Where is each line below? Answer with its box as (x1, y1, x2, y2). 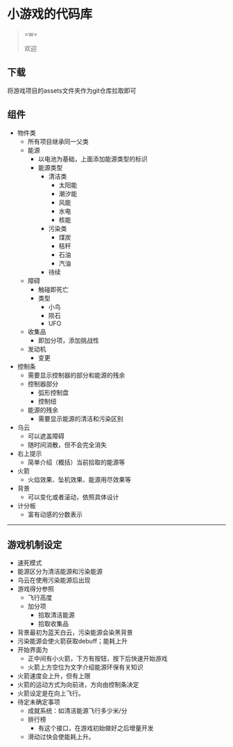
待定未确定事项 (17, 698, 60, 707)
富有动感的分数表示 (27, 510, 83, 519)
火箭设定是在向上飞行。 (17, 689, 85, 698)
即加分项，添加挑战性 (37, 336, 99, 345)
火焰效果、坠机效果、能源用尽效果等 (27, 475, 132, 484)
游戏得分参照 (17, 585, 54, 593)
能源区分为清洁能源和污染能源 (17, 567, 103, 576)
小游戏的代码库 (7, 6, 93, 22)
